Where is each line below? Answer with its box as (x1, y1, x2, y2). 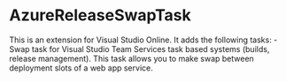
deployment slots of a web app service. (9, 63, 153, 73)
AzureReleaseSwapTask (9, 5, 192, 26)
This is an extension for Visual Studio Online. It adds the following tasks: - (9, 34, 278, 45)
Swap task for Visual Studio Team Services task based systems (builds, (9, 43, 270, 54)
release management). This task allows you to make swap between (9, 53, 254, 63)
